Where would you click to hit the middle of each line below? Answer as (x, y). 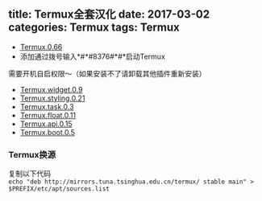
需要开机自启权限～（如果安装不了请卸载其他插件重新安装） (107, 73)
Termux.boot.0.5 (47, 132)
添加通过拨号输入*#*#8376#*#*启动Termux (92, 56)
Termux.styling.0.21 (52, 98)
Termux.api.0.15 (46, 124)
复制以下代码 (29, 174)
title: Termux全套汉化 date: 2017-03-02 (109, 14)
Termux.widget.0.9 (51, 89)
